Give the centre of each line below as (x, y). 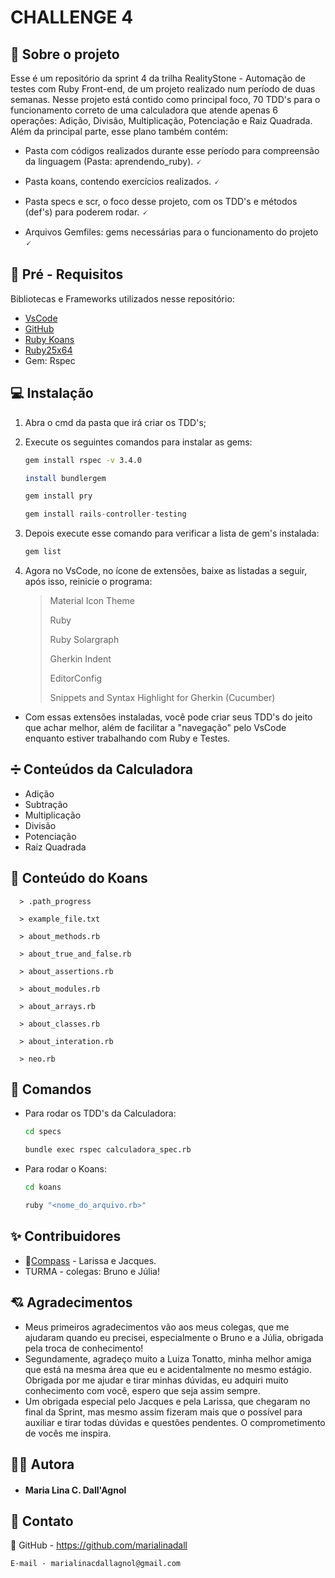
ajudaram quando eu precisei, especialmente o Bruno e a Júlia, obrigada (174, 1337)
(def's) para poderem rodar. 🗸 (86, 212)
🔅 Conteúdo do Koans (79, 878)
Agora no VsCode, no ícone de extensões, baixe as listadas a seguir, (166, 570)
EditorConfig (76, 678)
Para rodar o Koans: (66, 1169)
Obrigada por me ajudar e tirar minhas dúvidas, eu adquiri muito (156, 1380)
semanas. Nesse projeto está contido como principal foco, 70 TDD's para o (165, 99)
